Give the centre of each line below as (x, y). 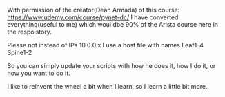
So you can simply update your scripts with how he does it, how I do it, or (111, 66)
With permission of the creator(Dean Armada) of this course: (94, 10)
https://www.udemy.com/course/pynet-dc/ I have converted (93, 17)
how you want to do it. (39, 73)
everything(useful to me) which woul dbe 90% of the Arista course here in (113, 24)
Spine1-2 (20, 52)
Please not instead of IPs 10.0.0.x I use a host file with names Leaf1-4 (105, 45)
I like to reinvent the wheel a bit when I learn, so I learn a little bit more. (107, 86)
